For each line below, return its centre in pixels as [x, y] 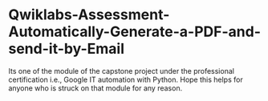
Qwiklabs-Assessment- [89, 15]
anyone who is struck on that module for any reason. [95, 88]
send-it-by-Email [66, 49]
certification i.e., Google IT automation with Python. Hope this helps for [126, 79]
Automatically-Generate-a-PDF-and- [134, 32]
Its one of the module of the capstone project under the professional [122, 71]
